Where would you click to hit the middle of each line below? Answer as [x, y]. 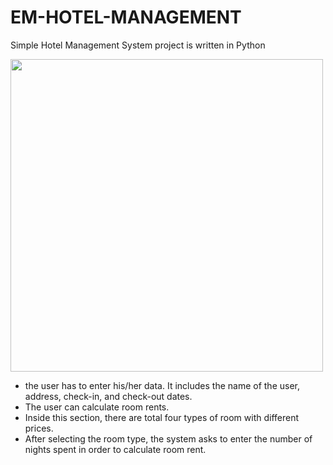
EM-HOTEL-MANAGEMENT [126, 17]
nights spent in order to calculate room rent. [115, 449]
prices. [39, 428]
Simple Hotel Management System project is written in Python [138, 45]
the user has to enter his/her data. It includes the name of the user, [162, 385]
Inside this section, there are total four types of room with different [162, 417]
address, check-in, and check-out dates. [108, 396]
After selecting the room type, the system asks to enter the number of [168, 438]
